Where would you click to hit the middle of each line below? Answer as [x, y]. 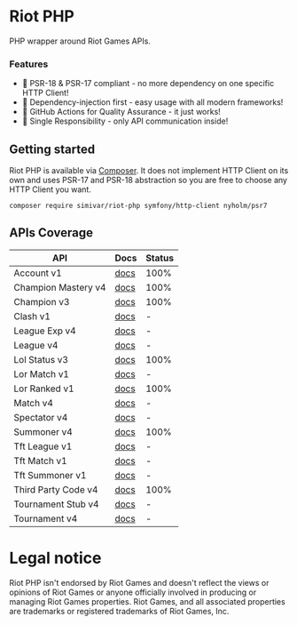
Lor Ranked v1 [44, 389]
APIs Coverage [51, 233]
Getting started [52, 149]
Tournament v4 [46, 518]
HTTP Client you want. [50, 189]
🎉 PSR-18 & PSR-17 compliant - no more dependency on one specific [148, 84]
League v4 [36, 345]
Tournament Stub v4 [56, 504]
